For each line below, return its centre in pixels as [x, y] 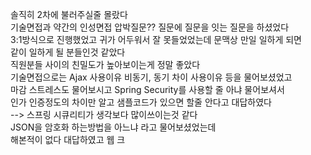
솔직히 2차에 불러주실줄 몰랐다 [69, 14]
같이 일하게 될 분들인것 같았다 [68, 52]
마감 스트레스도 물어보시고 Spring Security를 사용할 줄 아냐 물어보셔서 [147, 89]
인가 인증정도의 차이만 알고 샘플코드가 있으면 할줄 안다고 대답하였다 [141, 102]
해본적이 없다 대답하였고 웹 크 [68, 139]
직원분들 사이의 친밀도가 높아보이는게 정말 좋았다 [105, 64]
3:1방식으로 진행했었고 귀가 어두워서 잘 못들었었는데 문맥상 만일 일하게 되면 [156, 39]
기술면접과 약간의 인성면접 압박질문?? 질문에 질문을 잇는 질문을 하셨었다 [150, 27]
